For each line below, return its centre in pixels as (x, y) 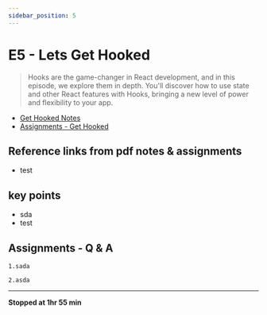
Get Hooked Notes (50, 118)
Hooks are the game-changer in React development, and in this (132, 77)
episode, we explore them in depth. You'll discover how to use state (138, 85)
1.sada (19, 266)
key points (35, 195)
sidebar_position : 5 (43, 16)
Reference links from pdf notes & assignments (125, 151)
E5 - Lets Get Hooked (79, 54)
